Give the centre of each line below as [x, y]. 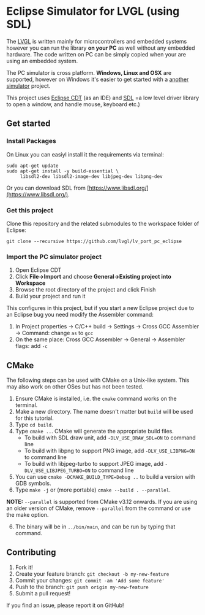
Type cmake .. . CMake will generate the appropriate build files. [95, 431]
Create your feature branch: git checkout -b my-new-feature [92, 574]
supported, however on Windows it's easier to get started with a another [98, 79]
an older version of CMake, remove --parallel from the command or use [99, 508]
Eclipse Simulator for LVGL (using [93, 11]
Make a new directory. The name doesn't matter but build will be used [104, 412]
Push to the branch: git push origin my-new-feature [82, 587]
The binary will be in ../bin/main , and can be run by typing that [95, 527]
